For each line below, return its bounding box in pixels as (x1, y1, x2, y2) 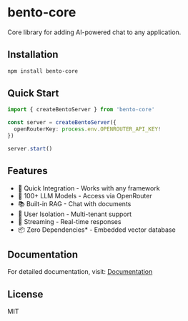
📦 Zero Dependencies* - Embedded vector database (17, 225, 177, 234)
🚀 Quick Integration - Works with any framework (17, 183, 160, 193)
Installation (7, 49, 59, 61)
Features (7, 165, 48, 177)
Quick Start (7, 87, 59, 100)
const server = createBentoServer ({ (7, 119, 117, 126)
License (7, 288, 44, 300)
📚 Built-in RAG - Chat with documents (17, 199, 132, 208)
